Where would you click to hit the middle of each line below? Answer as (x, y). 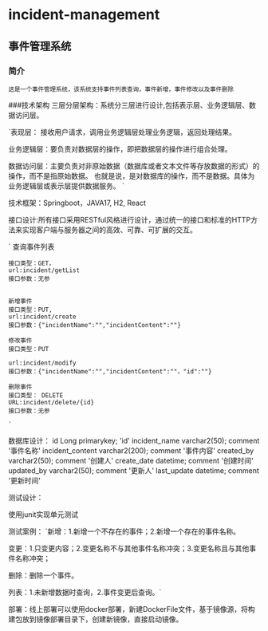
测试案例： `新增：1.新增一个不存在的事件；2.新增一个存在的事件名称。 (124, 531)
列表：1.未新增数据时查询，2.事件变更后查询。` (85, 592)
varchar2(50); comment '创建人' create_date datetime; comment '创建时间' (131, 460)
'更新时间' (25, 480)
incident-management (84, 15)
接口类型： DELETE (36, 395)
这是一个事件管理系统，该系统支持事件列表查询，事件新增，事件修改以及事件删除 (121, 89)
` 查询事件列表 (32, 246)
